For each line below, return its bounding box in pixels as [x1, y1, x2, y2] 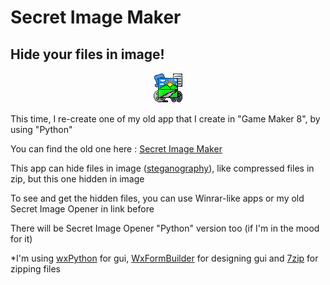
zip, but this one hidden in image [10, 173, 145, 185]
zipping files [10, 263, 61, 275]
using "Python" [10, 124, 73, 135]
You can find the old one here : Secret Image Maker [10, 143, 223, 155]
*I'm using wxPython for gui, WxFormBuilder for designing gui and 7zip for [10, 252, 319, 264]
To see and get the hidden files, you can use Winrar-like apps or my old [10, 192, 305, 204]
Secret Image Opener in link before [10, 203, 155, 215]
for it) [10, 233, 33, 245]
